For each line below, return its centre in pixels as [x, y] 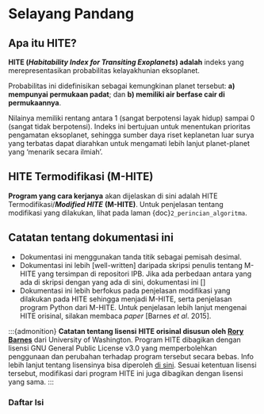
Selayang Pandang [71, 14]
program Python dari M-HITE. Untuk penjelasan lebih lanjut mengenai [133, 307]
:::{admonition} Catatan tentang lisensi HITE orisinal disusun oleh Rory [126, 331]
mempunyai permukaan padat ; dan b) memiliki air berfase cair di [117, 94]
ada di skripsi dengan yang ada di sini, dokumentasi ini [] [113, 282]
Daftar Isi [26, 402]
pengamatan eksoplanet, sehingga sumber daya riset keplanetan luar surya [131, 135]
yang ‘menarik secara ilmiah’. [55, 152]
